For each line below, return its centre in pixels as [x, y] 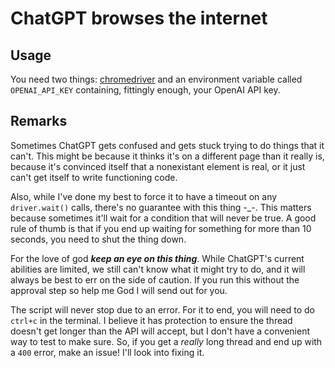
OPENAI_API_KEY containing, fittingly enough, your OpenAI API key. [145, 90]
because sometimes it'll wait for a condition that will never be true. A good [163, 218]
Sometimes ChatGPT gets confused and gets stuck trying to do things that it [167, 145]
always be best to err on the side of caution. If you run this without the [155, 279]
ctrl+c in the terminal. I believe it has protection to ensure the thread [151, 320]
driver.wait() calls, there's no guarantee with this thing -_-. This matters [161, 207]
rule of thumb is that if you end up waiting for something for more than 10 [161, 228]
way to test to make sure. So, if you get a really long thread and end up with [166, 341]
